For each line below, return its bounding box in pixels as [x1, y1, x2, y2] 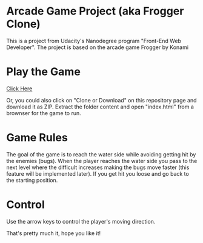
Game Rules [6, 131, 68, 145]
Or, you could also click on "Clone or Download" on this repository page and [6, 96, 197, 104]
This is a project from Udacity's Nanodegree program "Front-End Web [6, 37, 182, 44]
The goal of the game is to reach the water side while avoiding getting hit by [6, 150, 196, 158]
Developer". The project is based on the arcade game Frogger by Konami [6, 44, 189, 51]
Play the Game [6, 65, 81, 79]
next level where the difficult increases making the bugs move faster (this [6, 164, 190, 171]
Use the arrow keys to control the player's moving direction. [6, 218, 156, 225]
